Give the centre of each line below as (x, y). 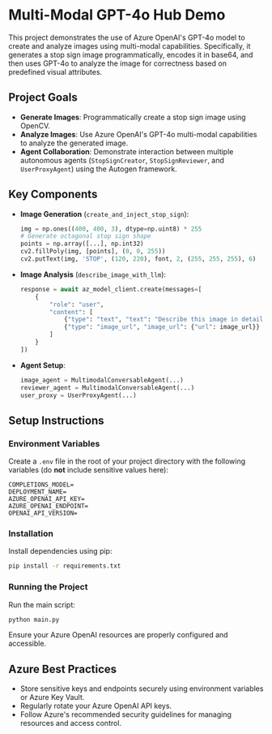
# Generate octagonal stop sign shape (85, 236)
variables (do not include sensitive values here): (88, 470)
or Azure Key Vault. (52, 697)
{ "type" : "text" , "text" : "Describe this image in (151, 320)
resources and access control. (71, 723)
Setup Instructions (56, 420)
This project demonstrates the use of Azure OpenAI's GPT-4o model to (127, 37)
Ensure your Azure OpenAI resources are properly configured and (118, 635)
